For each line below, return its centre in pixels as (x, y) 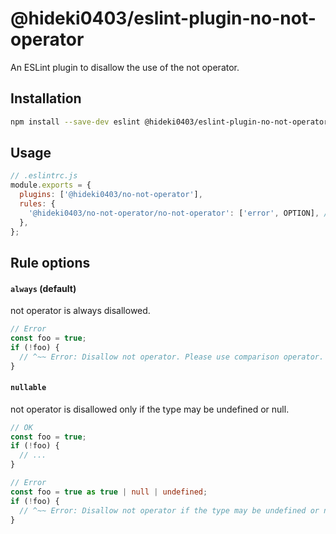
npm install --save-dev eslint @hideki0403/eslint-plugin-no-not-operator (169, 122)
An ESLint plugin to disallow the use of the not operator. (125, 67)
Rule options (50, 262)
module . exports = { (51, 185)
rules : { (37, 204)
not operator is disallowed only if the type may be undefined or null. (150, 409)
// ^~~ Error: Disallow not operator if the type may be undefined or (169, 510)
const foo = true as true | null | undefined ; (109, 492)
